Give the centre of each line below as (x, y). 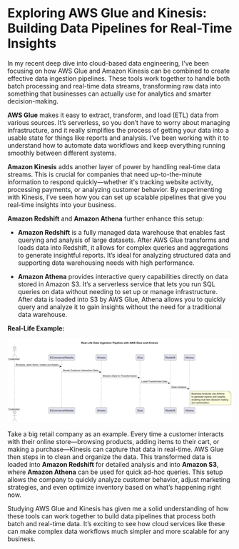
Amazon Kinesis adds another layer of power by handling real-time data (114, 166)
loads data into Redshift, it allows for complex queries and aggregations (123, 247)
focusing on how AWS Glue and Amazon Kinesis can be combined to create (119, 71)
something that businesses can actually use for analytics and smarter (110, 94)
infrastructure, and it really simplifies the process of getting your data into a (118, 130)
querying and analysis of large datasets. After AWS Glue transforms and (123, 240)
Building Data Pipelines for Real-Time (120, 28)
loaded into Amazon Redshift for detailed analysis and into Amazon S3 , (113, 464)
